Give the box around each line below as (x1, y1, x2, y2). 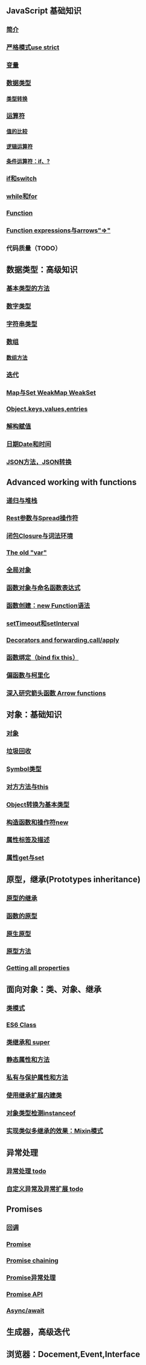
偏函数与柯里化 (6, 671, 50, 679)
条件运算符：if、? (6, 158, 50, 165)
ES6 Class (6, 1021, 37, 1029)
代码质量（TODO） (6, 244, 62, 252)
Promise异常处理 (6, 1273, 56, 1282)
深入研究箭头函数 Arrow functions (6, 689, 106, 697)
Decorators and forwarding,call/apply (6, 636, 119, 644)
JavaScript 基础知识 (6, 5, 82, 16)
